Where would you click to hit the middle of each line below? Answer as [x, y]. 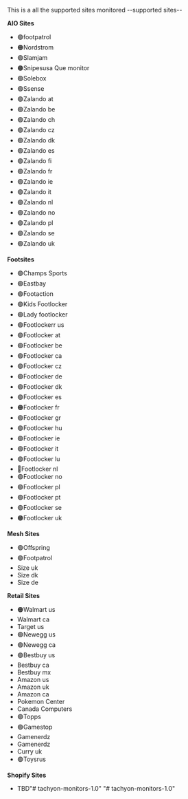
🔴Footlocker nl [37, 469]
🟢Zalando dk [36, 140]
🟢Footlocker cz [39, 366]
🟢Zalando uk [36, 243]
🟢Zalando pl [35, 223]
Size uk [27, 568]
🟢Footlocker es [39, 397]
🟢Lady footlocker [42, 315]
